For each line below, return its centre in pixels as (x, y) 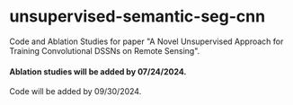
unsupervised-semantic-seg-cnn (138, 17)
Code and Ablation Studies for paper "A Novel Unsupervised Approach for (146, 41)
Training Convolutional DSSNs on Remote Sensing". (105, 50)
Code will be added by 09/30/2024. (75, 92)
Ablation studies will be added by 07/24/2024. (98, 71)
